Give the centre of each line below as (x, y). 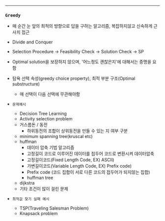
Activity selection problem (46, 119)
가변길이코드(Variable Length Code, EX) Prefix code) (79, 166)
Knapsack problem (39, 214)
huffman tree (40, 178)
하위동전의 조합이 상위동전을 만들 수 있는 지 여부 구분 (77, 131)
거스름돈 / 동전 (33, 125)
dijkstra (27, 183)
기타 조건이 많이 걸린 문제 (44, 189)
